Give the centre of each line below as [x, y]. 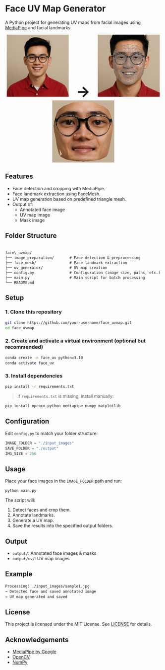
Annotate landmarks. [34, 515]
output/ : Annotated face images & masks [54, 553]
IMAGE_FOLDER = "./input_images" [40, 443]
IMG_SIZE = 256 [21, 453]
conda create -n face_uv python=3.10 [44, 358]
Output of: [23, 204]
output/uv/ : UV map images [41, 559]
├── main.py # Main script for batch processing [75, 278]
